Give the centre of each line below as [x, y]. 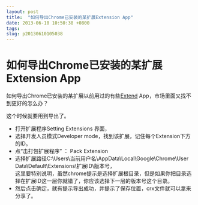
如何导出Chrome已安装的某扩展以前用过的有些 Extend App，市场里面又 [94, 96]
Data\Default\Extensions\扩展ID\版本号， [65, 166]
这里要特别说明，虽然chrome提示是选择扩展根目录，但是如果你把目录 [100, 173]
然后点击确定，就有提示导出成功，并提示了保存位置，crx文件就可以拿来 [103, 188]
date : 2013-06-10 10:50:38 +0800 [48, 23]
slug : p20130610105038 [34, 34]
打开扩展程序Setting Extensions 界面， [62, 128]
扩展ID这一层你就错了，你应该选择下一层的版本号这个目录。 [99, 181]
